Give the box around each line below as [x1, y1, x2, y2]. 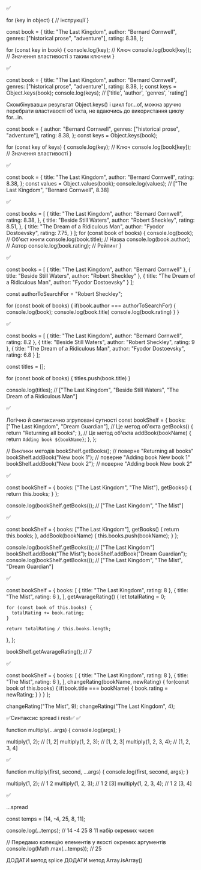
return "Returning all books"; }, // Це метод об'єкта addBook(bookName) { [6, 430, 192, 436]
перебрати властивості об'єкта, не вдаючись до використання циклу [6, 107, 184, 114]
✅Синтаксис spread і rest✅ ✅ [6, 715, 81, 721]
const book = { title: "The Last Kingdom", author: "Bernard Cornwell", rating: [6, 174, 194, 181]
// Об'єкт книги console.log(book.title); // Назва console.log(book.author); [6, 236, 191, 243]
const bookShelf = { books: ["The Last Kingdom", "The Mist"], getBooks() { [6, 484, 192, 491]
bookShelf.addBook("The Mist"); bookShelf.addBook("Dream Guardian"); [6, 550, 187, 557]
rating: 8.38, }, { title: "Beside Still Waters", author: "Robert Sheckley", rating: [6, 216, 195, 224]
